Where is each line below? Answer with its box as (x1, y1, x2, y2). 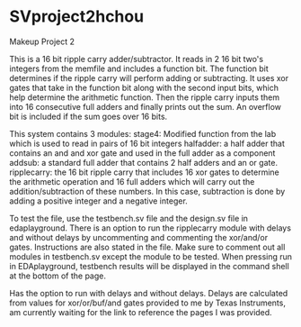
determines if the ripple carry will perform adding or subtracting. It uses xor (9, 72, 289, 83)
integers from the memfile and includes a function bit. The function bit (9, 63, 270, 74)
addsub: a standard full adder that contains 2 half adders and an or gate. (9, 157, 279, 168)
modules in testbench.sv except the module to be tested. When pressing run (9, 250, 293, 262)
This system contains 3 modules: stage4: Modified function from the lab (9, 128, 277, 139)
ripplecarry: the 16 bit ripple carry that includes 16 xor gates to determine (9, 167, 280, 177)
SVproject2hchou (9, 6, 145, 27)
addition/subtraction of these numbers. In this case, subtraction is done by (9, 186, 286, 196)
